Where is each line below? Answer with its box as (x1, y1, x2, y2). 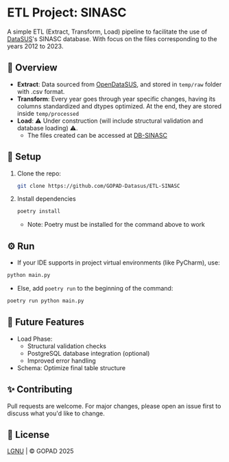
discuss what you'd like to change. (7, 409, 105, 417)
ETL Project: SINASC (7, 5, 127, 21)
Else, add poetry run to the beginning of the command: (16, 284, 173, 292)
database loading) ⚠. (16, 123, 78, 132)
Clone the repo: (16, 169, 62, 178)
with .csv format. (16, 87, 65, 95)
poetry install (16, 208, 61, 215)
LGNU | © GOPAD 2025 (7, 447, 74, 455)
